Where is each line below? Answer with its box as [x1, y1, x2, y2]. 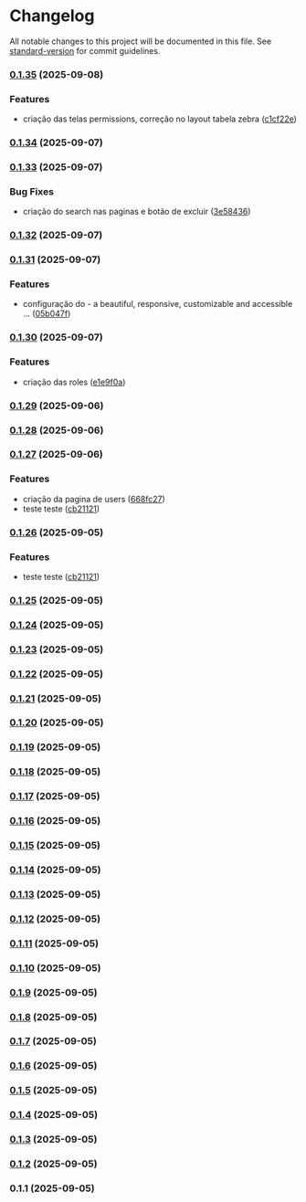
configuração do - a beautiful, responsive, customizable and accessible [22, 299, 293, 310]
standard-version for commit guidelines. [9, 45, 161, 56]
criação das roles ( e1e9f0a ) [22, 376, 126, 387]
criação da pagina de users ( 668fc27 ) [22, 493, 166, 504]
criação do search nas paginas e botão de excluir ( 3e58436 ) [22, 206, 251, 217]
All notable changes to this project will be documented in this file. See [9, 36, 272, 47]
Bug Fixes [9, 185, 55, 197]
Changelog [9, 5, 95, 26]
